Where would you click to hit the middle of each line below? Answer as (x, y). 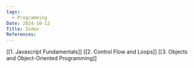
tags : (13, 12)
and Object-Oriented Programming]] (52, 58)
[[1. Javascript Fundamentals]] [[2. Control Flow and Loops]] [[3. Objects (97, 52)
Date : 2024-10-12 (28, 23)
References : (21, 35)
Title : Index (23, 29)
